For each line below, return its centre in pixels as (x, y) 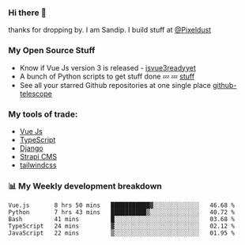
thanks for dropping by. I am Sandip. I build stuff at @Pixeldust (110, 30)
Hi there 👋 (28, 13)
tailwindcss (38, 165)
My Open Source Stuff (52, 51)
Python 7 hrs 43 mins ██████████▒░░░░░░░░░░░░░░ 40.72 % (122, 212)
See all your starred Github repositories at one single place (115, 85)
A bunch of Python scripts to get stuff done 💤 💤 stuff (107, 76)
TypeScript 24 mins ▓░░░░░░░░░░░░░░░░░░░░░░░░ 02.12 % (122, 226)
